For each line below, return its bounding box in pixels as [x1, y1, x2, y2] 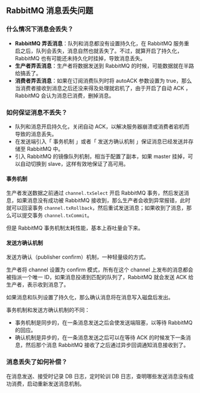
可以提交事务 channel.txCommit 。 [11, 212, 93, 219]
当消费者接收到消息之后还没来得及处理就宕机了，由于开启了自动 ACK [14, 84, 184, 91]
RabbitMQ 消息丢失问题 [6, 5, 94, 16]
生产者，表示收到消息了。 [6, 281, 69, 288]
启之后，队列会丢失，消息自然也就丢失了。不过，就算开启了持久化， [14, 47, 183, 54]
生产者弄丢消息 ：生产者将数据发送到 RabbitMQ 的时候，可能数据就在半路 [14, 62, 194, 69]
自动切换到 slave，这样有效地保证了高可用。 [20, 160, 129, 167]
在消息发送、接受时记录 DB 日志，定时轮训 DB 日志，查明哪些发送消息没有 [6, 372, 189, 380]
